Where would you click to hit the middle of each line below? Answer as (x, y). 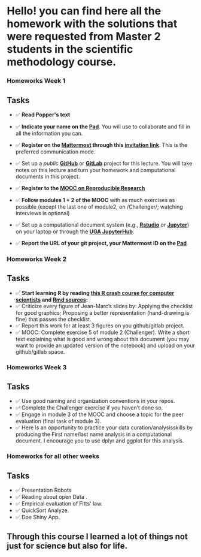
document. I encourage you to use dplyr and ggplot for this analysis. (100, 441)
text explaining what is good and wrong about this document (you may (102, 339)
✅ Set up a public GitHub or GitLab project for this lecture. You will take (104, 163)
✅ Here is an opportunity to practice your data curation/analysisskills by (104, 427)
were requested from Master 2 (84, 37)
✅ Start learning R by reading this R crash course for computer (95, 293)
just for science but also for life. (67, 546)
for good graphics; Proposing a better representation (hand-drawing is (102, 312)
